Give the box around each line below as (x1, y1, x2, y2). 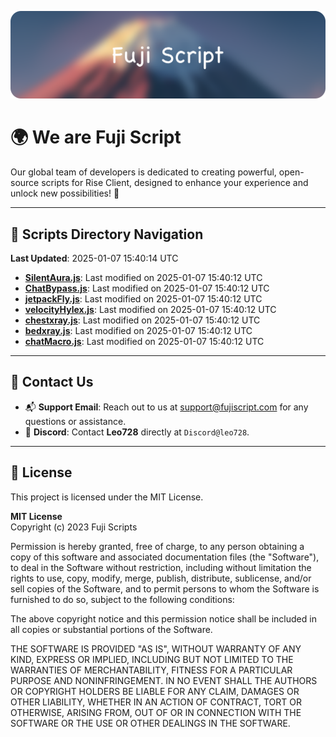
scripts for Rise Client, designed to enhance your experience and (41, 177, 309, 189)
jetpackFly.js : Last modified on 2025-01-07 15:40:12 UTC (24, 293, 263, 305)
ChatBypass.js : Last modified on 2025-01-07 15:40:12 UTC (24, 282, 270, 295)
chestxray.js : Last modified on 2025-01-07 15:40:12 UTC (24, 314, 261, 326)
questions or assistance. (24, 415, 127, 427)
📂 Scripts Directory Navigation (10, 226, 204, 243)
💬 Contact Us (10, 374, 94, 391)
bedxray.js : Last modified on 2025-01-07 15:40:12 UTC (24, 325, 253, 337)
